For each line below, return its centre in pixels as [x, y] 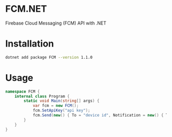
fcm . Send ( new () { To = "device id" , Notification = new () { [98, 116]
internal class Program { [42, 96]
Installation [30, 44]
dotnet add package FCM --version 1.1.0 [49, 57]
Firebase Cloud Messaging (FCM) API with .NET [56, 23]
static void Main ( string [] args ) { [62, 101]
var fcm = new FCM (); [56, 106]
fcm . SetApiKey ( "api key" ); [61, 110]
